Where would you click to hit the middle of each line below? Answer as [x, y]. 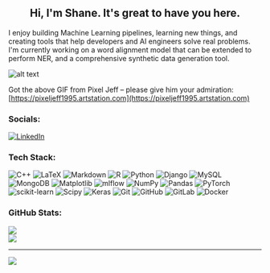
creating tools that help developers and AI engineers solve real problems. [129, 41]
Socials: [25, 118]
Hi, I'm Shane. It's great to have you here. [135, 13]
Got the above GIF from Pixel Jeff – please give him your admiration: [121, 89]
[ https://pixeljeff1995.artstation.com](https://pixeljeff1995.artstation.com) [129, 98]
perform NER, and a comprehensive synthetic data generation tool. [119, 58]
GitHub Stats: [35, 213]
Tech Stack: [32, 158]
